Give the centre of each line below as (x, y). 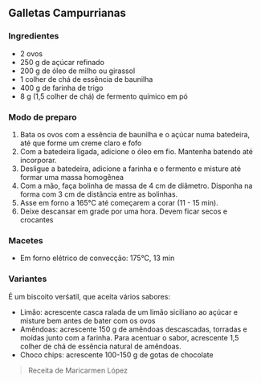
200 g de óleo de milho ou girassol (77, 71)
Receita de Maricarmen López (78, 370)
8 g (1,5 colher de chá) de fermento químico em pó (104, 96)
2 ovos (31, 53)
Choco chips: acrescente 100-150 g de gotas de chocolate (117, 354)
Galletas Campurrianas (67, 13)
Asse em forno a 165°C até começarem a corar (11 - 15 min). (119, 202)
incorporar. (38, 160)
